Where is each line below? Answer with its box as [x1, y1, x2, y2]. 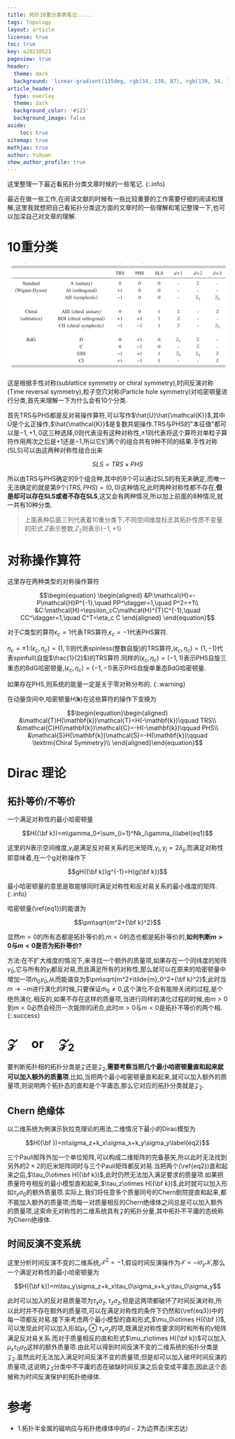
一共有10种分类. [7, 501, 52, 509]
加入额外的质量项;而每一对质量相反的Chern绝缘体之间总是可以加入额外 [19, 1198, 223, 1206]
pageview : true [7, 56, 52, 63]
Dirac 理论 [7, 765, 66, 781]
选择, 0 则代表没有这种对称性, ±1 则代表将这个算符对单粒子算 [60, 429, 228, 437]
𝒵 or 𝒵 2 [7, 1036, 75, 1054]
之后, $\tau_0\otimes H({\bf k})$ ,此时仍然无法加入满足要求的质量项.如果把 [13, 1170, 224, 1179]
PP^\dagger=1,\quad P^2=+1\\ [113, 598, 199, 607]
